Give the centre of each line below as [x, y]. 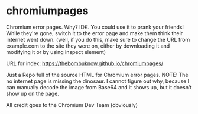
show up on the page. [33, 93]
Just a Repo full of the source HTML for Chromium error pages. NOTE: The [97, 75]
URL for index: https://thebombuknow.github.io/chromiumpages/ [85, 63]
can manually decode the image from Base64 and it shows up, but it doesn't [99, 87]
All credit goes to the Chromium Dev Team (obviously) [72, 105]
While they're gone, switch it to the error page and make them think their [95, 33]
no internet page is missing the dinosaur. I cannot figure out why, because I [98, 81]
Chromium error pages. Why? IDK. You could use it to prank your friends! [95, 27]
